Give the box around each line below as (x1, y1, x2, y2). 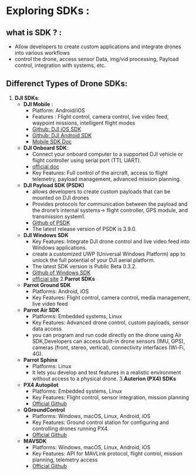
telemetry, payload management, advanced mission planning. (32, 175, 181, 183)
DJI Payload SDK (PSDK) (23, 181, 85, 188)
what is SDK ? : (6, 28, 62, 38)
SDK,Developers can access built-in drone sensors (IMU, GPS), (32, 338, 185, 345)
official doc (32, 163, 60, 170)
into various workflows (14, 49, 70, 56)
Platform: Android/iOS (32, 107, 85, 114)
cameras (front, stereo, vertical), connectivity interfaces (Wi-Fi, (32, 343, 185, 351)
